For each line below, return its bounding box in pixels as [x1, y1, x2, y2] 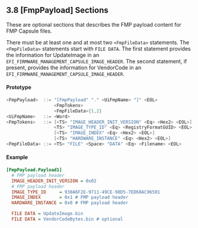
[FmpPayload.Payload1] [6, 167, 62, 173]
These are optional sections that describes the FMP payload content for [6, 21, 182, 28]
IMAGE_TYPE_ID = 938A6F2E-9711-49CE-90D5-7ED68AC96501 [11, 189, 161, 195]
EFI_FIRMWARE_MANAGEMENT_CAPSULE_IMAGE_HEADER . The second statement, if [6, 57, 187, 65]
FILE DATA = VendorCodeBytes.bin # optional [11, 216, 123, 222]
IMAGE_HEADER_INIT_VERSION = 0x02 [11, 178, 97, 184]
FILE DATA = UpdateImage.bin [11, 211, 84, 217]
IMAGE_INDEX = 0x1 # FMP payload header [11, 194, 129, 201]
